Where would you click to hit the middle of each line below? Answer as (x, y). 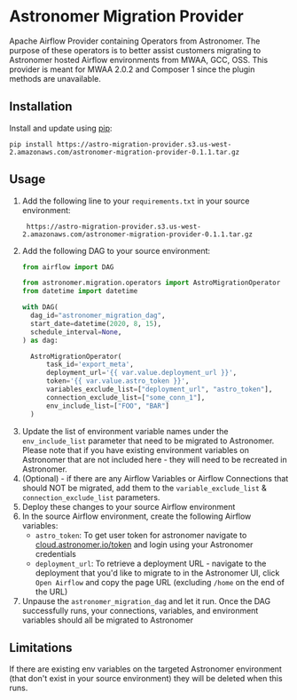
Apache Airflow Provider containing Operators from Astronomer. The (135, 41)
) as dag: (40, 340)
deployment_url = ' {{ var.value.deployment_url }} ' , (141, 373)
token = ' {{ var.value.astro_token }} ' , (117, 381)
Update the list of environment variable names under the (125, 431)
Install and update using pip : (61, 128)
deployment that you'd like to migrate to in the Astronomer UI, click (157, 573)
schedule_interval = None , (76, 332)
